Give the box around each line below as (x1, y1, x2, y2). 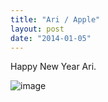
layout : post (10, 24, 65, 34)
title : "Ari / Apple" (10, 14, 101, 25)
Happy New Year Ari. (10, 61, 97, 73)
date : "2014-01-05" (10, 33, 92, 43)
